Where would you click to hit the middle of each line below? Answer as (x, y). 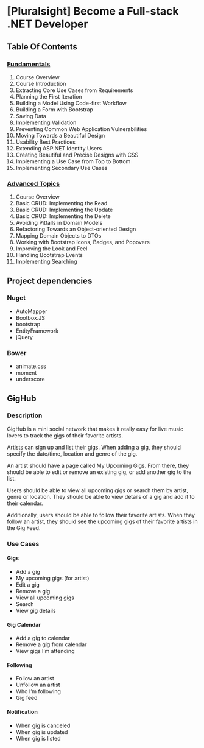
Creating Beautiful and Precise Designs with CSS (77, 155)
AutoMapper (31, 311)
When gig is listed (38, 738)
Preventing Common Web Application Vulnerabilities (81, 129)
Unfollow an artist (38, 685)
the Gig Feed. (24, 527)
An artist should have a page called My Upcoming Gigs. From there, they (98, 465)
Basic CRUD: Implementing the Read (62, 203)
